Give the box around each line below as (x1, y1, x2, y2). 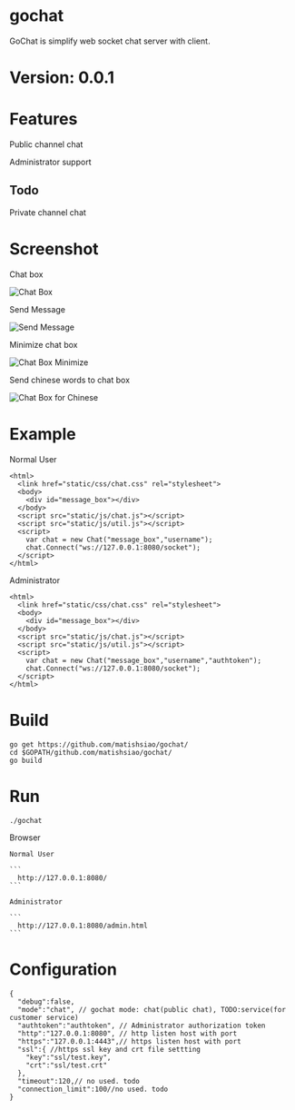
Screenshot (9, 239, 99, 260)
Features (9, 109, 78, 130)
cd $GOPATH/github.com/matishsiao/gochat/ (9, 748, 172, 757)
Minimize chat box (9, 339, 78, 350)
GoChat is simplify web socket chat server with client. (9, 35, 211, 46)
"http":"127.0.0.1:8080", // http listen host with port (17, 1028, 238, 1038)
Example (9, 424, 76, 444)
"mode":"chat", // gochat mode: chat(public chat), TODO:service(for (17, 1005, 286, 1014)
